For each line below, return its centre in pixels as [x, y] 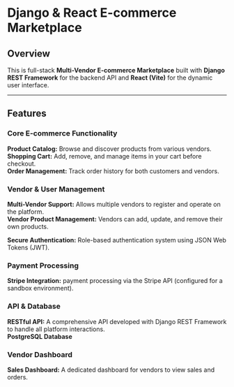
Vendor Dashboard [40, 354]
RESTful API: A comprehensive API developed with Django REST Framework [117, 321]
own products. [28, 226]
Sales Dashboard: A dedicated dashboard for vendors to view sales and [111, 370]
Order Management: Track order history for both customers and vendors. [113, 171]
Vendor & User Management [56, 189]
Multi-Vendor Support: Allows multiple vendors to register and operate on [114, 204]
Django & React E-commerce [92, 13]
